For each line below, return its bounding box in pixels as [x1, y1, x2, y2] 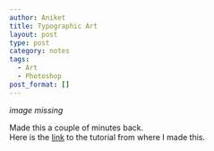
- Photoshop [17, 72, 63, 81]
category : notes [9, 47, 70, 56]
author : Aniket [9, 13, 66, 22]
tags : [9, 55, 30, 64]
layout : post [9, 30, 58, 39]
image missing [9, 104, 64, 115]
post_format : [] [9, 80, 70, 89]
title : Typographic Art [9, 22, 98, 31]
